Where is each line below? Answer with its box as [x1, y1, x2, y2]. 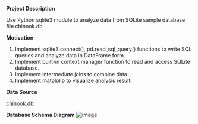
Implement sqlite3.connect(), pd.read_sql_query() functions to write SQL [14, 45, 192, 53]
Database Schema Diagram [6, 112, 76, 118]
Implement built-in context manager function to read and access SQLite [14, 58, 190, 65]
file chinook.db [6, 23, 43, 30]
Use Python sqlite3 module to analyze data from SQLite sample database [6, 17, 186, 23]
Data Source [6, 89, 37, 95]
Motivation [6, 34, 34, 41]
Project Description [6, 5, 55, 12]
